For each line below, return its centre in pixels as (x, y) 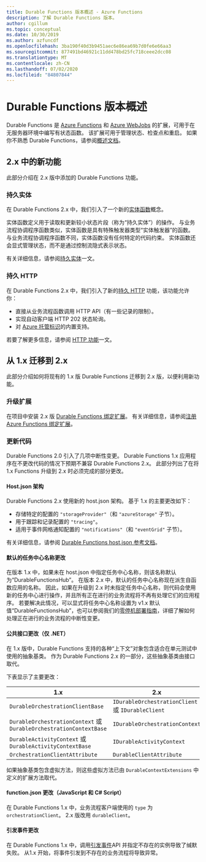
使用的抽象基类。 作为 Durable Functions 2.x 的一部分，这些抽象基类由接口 (101, 656)
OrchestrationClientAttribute (54, 754)
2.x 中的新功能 (34, 162)
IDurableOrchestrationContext (157, 724)
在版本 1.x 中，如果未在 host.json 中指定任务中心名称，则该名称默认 (91, 572)
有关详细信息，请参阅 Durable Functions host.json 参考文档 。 (83, 543)
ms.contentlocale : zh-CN (38, 63)
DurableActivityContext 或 (48, 739)
